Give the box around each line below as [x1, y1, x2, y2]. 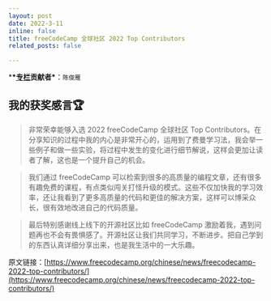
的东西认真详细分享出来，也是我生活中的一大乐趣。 [28, 240, 200, 249]
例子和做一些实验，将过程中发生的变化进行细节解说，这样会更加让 [35, 145, 256, 155]
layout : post [8, 11, 53, 20]
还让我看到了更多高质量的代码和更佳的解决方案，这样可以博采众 [42, 192, 256, 202]
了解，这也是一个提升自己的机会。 [35, 155, 150, 164]
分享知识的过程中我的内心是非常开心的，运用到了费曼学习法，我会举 [28, 134, 256, 144]
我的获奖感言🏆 [8, 98, 85, 112]
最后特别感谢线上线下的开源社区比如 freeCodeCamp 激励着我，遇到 [28, 219, 255, 229]
